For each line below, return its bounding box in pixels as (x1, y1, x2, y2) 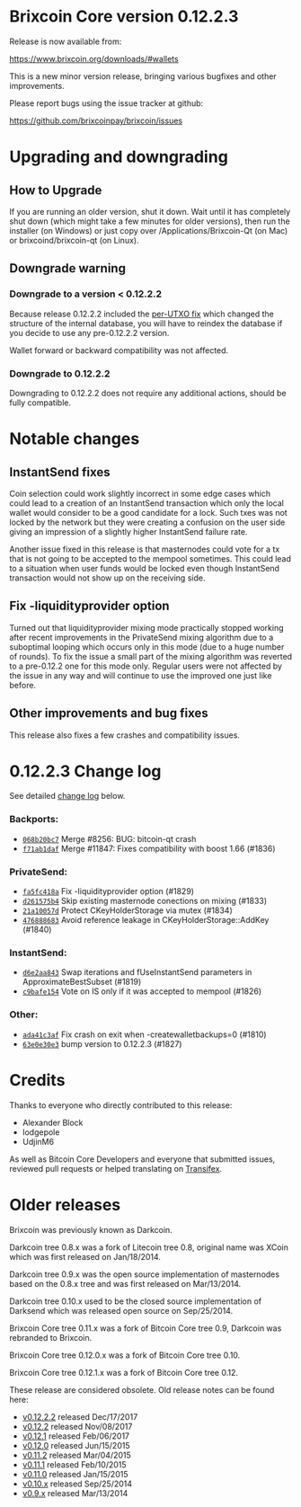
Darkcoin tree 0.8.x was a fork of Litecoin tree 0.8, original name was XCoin (9, 1242, 289, 1253)
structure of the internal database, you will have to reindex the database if (9, 317, 283, 329)
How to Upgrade (9, 182, 102, 198)
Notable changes (9, 429, 140, 449)
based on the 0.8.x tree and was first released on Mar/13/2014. (9, 1278, 242, 1289)
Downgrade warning (9, 261, 126, 276)
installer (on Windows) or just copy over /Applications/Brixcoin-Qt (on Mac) (9, 225, 288, 235)
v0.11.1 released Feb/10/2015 (22, 1458, 128, 1470)
